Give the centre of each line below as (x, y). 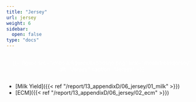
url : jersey (21, 18)
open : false (27, 35)
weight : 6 (19, 23)
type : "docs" (23, 40)
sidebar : (17, 29)
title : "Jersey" (27, 12)
